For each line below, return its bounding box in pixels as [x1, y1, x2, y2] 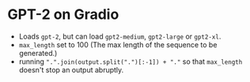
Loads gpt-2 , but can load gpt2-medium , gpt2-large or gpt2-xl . [18, 32, 222, 41]
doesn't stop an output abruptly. [18, 65, 124, 74]
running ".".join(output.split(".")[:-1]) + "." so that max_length [18, 57, 243, 66]
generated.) [18, 48, 58, 58]
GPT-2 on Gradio [7, 6, 119, 24]
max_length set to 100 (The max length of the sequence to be [18, 39, 218, 49]
